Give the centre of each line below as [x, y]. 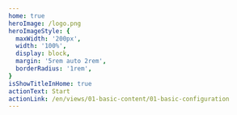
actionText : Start [39, 91]
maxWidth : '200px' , [49, 38]
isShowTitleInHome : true [50, 83]
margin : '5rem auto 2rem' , [61, 62]
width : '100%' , [41, 46]
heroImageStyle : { [39, 31]
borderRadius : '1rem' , [54, 69]
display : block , [43, 53]
